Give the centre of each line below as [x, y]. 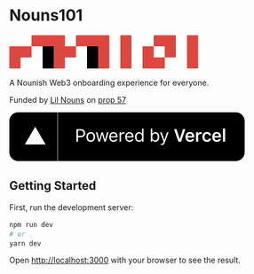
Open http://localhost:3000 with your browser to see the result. [125, 260]
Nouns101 [46, 16]
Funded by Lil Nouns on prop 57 [68, 99]
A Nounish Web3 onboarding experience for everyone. [109, 82]
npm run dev [31, 224]
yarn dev [25, 243]
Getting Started [53, 186]
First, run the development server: [71, 207]
